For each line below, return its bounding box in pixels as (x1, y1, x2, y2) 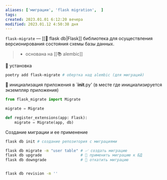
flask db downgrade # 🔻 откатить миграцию (5, 158, 129, 163)
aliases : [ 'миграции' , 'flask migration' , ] (5, 7, 103, 13)
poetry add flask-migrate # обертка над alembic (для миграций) (5, 73, 145, 78)
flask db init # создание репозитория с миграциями (5, 139, 117, 144)
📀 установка (5, 63, 32, 69)
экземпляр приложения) (5, 87, 59, 93)
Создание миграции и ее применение (5, 129, 88, 135)
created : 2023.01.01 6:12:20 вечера (5, 17, 83, 22)
